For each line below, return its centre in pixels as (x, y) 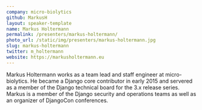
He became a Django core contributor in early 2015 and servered (111, 81)
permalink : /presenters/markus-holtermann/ (62, 35)
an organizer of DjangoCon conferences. (57, 100)
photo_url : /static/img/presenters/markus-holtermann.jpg (81, 40)
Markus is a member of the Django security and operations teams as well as (101, 94)
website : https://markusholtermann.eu (55, 57)
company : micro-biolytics (39, 12)
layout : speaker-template (39, 23)
